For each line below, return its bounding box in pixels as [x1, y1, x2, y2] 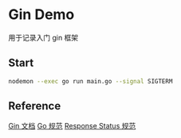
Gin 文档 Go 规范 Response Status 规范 [8, 121, 136, 131]
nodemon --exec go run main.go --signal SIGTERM [8, 77, 173, 85]
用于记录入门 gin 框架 [8, 33, 79, 42]
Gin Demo [8, 6, 75, 24]
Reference [8, 99, 61, 113]
